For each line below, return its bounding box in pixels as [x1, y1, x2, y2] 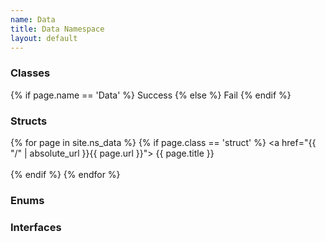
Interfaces [10, 220, 62, 234]
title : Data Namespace [10, 24, 105, 34]
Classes [10, 66, 51, 80]
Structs [10, 114, 48, 128]
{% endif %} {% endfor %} [10, 168, 121, 180]
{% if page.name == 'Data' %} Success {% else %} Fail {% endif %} [10, 89, 292, 101]
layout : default [10, 33, 78, 43]
